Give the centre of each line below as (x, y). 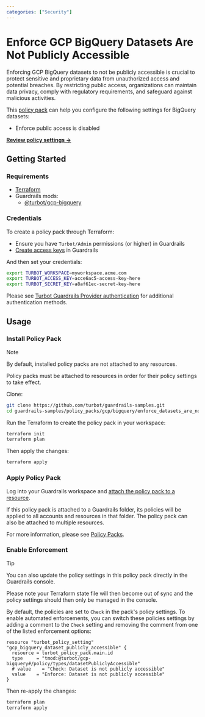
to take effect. (24, 382)
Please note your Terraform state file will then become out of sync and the (100, 593)
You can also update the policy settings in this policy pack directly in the (97, 575)
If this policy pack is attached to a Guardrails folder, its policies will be (94, 509)
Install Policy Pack (34, 339)
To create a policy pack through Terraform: (60, 232)
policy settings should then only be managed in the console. (82, 600)
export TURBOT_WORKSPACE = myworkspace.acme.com (67, 273)
